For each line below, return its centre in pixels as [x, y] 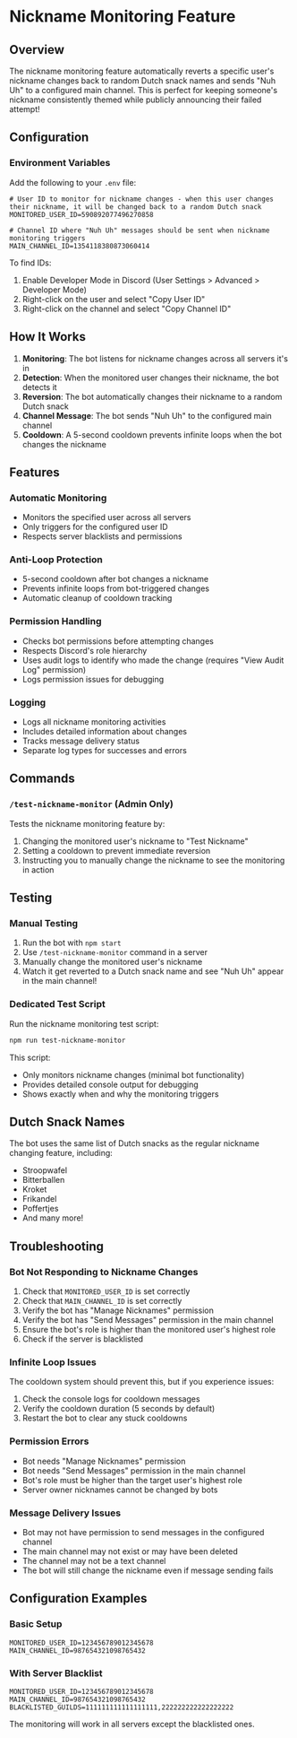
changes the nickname [64, 444]
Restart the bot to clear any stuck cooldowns [105, 1418]
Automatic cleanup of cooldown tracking [97, 598]
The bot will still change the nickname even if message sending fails [148, 1570]
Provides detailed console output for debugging [110, 1084]
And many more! [53, 1218]
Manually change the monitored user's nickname [112, 962]
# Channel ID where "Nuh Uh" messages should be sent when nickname [140, 230]
